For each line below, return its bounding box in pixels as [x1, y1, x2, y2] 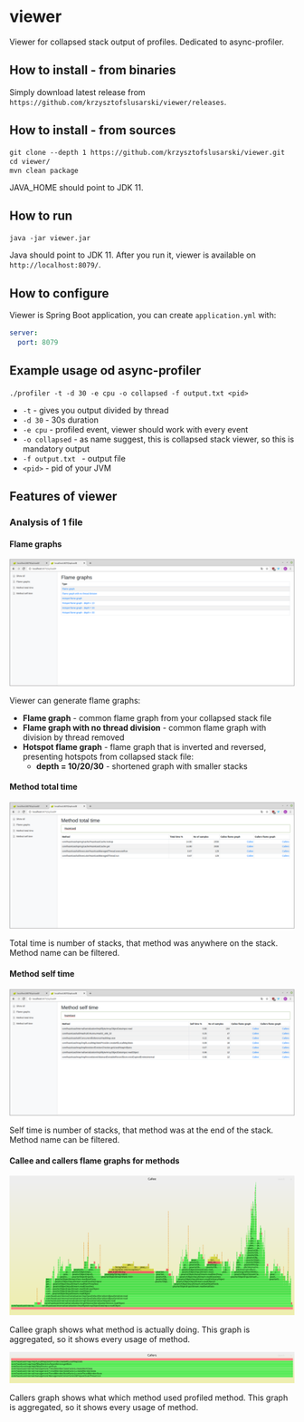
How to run [9, 208, 73, 223]
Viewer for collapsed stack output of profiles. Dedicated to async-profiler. [9, 36, 285, 47]
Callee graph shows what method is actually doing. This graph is [9, 1324, 251, 1335]
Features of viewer [9, 489, 118, 504]
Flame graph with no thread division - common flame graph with [22, 722, 267, 733]
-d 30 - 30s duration [22, 414, 100, 425]
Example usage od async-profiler [9, 363, 202, 378]
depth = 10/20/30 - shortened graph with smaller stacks [35, 760, 248, 772]
